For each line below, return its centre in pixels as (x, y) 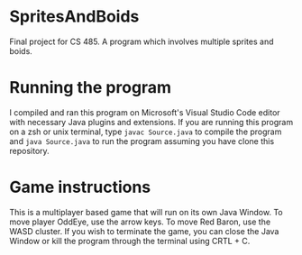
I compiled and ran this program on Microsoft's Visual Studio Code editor (145, 112)
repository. (29, 150)
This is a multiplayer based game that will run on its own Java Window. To (146, 212)
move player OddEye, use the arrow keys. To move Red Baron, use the (140, 222)
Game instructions (80, 187)
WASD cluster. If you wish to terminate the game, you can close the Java (144, 231)
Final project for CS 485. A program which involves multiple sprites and (142, 41)
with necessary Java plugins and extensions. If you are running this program (151, 122)
